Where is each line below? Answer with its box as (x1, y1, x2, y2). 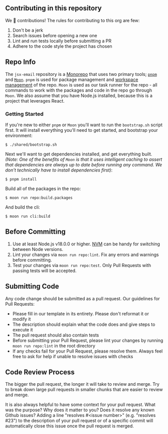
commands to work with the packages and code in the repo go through (5, 87, 152, 93)
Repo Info (5, 58, 36, 66)
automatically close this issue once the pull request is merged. (5, 423, 134, 429)
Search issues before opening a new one (12, 32, 97, 38)
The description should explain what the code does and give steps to (12, 321, 155, 327)
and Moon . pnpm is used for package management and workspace (5, 76, 138, 82)
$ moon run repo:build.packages (5, 195, 73, 200)
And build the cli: (5, 204, 40, 210)
